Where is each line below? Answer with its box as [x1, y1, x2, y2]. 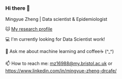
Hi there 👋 [5, 5, 31, 12]
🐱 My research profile [5, 26, 53, 32]
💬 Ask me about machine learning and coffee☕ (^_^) [5, 48, 114, 55]
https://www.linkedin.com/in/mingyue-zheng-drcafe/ [5, 68, 117, 74]
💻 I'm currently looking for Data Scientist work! [5, 36, 105, 42]
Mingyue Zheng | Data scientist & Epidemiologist [5, 16, 108, 22]
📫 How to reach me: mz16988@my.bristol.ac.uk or [5, 61, 113, 67]
